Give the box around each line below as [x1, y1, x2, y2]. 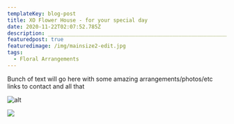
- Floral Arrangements [13, 56, 79, 63]
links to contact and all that [7, 82, 85, 91]
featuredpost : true [7, 36, 64, 43]
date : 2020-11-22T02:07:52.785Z [7, 23, 101, 30]
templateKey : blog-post [7, 10, 77, 17]
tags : [7, 49, 23, 56]
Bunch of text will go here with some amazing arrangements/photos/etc [7, 75, 214, 83]
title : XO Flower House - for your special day [7, 17, 148, 24]
